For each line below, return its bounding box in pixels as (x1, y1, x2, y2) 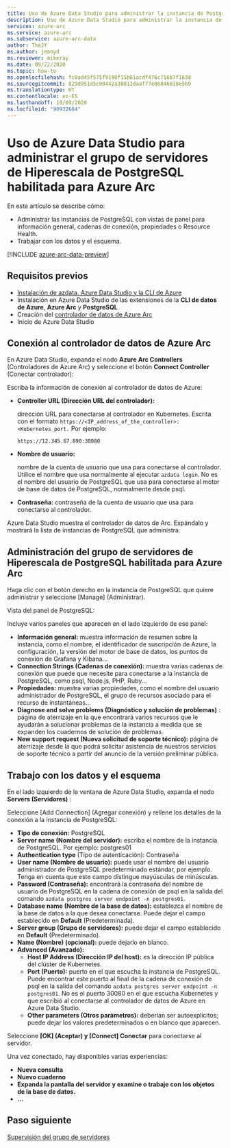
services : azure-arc (7, 23, 66, 30)
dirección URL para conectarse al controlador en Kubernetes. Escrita (16, 410, 212, 419)
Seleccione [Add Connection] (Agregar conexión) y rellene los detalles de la (7, 808, 222, 817)
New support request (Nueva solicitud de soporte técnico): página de (16, 735, 218, 743)
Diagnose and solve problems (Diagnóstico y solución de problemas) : (16, 706, 221, 714)
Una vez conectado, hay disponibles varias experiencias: (7, 1052, 168, 1060)
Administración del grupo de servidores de (7, 546, 194, 558)
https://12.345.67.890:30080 (16, 438, 101, 445)
